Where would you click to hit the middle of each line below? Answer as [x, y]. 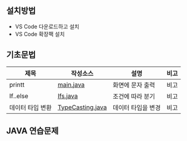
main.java [71, 84]
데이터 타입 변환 [31, 107]
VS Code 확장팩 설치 [40, 34]
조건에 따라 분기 [134, 96]
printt [17, 84]
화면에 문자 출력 [134, 85]
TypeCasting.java [82, 107]
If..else [19, 96]
